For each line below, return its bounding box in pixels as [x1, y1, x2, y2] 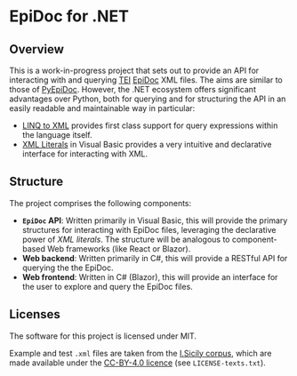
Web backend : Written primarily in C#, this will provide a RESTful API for [21, 252, 288, 263]
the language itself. [21, 130, 92, 140]
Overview [9, 42, 65, 57]
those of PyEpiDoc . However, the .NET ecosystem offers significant [9, 84, 256, 94]
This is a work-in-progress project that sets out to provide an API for [9, 65, 260, 76]
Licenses [9, 307, 60, 322]
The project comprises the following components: [9, 197, 192, 208]
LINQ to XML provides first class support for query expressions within [21, 120, 278, 131]
